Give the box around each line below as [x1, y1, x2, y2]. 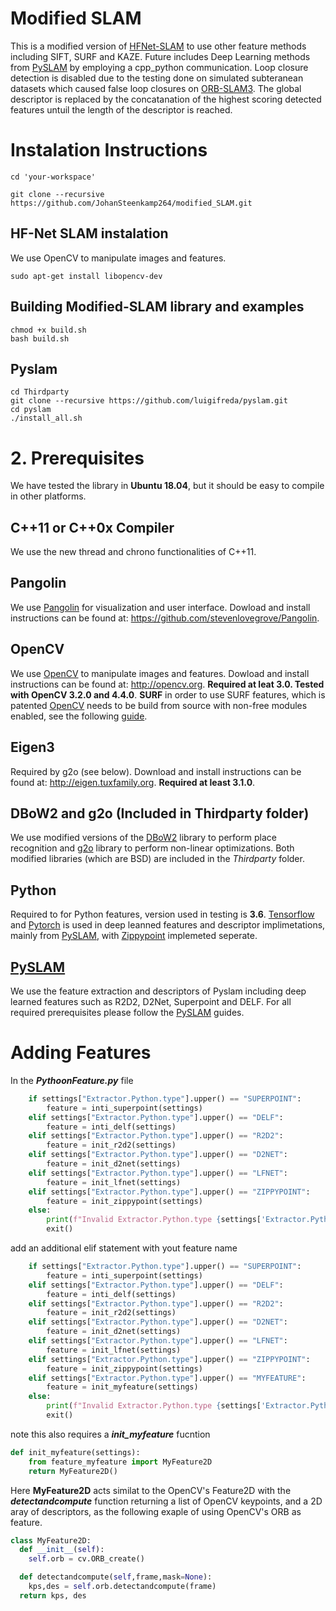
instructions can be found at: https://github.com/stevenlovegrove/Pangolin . [10, 612, 320, 624]
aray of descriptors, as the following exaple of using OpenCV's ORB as [10, 1505, 302, 1517]
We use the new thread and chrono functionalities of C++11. [10, 546, 257, 558]
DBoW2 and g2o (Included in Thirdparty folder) [10, 805, 310, 822]
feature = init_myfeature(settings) [46, 1382, 199, 1392]
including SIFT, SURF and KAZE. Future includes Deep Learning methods [10, 50, 311, 62]
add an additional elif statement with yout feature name [10, 1242, 238, 1254]
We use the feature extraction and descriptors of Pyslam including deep [10, 985, 307, 997]
